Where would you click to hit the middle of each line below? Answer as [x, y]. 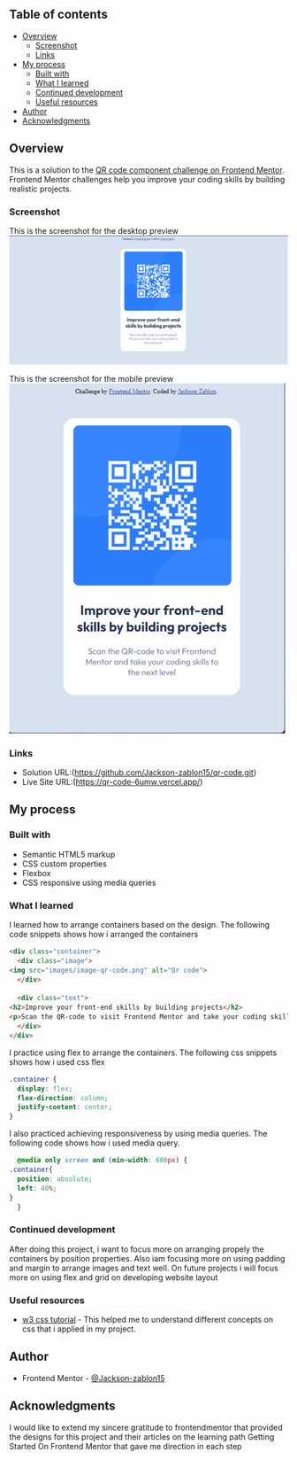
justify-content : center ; [65, 1107]
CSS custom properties [65, 864]
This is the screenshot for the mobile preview [91, 378]
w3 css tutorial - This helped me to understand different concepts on [148, 1319]
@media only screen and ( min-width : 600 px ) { [103, 1161]
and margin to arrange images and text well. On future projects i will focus [144, 1268]
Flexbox [36, 873]
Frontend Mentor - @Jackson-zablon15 [93, 1378]
